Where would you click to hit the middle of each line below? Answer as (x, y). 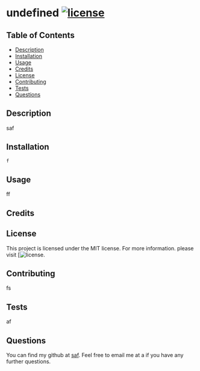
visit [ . (26, 255)
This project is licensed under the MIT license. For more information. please (100, 248)
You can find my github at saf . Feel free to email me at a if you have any (95, 355)
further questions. (29, 361)
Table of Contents (41, 35)
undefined (33, 13)
